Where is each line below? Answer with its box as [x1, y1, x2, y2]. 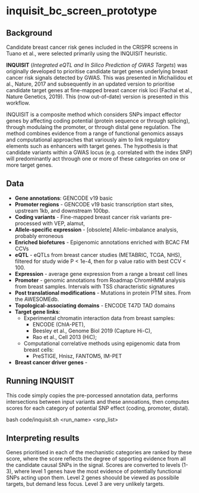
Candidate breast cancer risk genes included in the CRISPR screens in [6, 43, 178, 51]
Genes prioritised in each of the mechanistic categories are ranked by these [6, 449, 192, 456]
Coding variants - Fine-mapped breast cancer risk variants [14, 213, 160, 221]
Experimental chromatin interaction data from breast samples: [23, 314, 175, 322]
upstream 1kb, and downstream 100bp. [14, 207, 110, 214]
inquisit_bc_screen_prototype [6, 4, 157, 18]
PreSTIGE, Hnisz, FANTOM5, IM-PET [32, 352, 122, 359]
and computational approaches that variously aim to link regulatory [6, 136, 170, 143]
